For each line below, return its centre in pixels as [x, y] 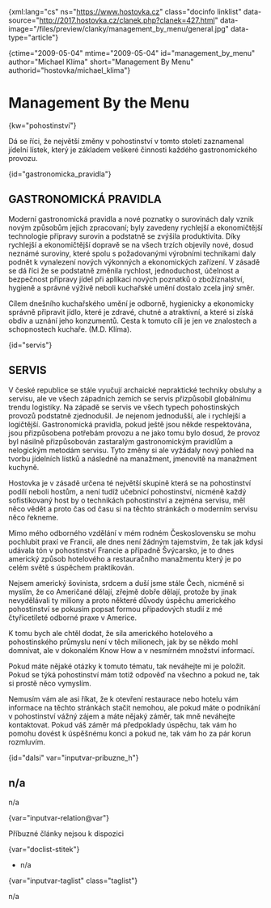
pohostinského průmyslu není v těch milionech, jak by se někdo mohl [123, 642]
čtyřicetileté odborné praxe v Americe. [73, 617]
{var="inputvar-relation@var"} [59, 818]
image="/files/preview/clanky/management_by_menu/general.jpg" [119, 29]
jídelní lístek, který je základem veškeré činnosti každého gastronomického [133, 150]
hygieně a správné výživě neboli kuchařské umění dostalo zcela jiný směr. [131, 287]
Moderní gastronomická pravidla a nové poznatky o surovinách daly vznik [131, 219]
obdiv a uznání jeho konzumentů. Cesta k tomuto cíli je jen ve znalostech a [133, 320]
